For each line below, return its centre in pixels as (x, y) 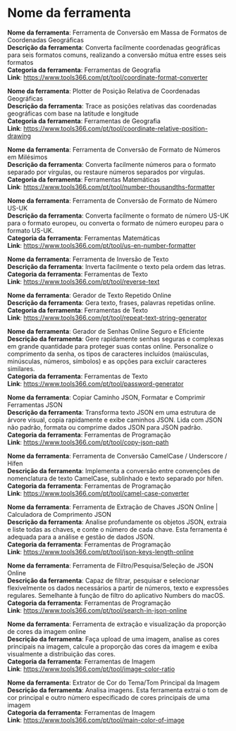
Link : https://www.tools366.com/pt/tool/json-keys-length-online (101, 551)
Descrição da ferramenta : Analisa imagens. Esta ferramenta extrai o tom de (118, 690)
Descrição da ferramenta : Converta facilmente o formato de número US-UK (118, 215)
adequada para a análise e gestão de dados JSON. (81, 537)
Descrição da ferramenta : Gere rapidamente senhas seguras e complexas (116, 339)
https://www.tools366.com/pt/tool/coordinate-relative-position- (116, 128)
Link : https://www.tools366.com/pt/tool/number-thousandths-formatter (111, 187)
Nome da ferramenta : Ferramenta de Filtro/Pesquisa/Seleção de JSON (110, 566)
